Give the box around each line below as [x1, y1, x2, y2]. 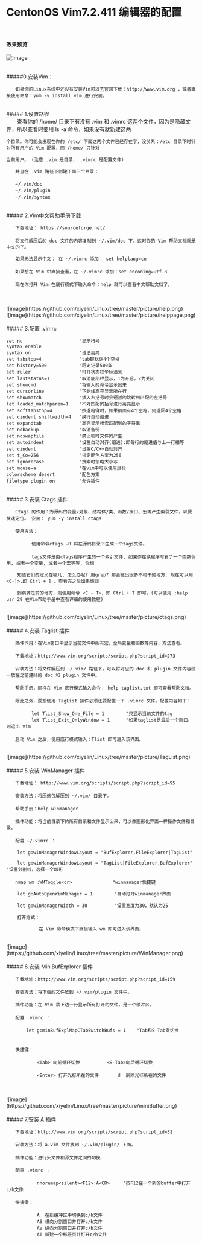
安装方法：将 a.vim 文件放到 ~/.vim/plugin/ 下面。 [14, 1142, 136, 1148]
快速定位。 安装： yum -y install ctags [6, 515, 102, 522]
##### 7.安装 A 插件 [6, 1116, 57, 1123]
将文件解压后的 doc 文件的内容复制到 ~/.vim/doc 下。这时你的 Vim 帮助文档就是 [14, 238, 196, 244]
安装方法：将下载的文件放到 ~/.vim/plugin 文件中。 [14, 989, 133, 996]
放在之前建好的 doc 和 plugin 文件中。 [10, 672, 100, 679]
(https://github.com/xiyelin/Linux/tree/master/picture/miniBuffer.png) [6, 1102, 177, 1110]
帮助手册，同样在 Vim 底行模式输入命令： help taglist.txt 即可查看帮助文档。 [14, 685, 194, 691]
